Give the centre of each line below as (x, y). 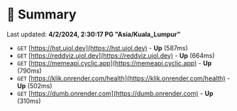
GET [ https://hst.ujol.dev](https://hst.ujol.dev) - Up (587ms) (103, 48)
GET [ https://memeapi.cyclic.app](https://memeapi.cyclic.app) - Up (114, 63)
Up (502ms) (34, 85)
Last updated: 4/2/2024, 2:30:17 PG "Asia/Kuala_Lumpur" (94, 34)
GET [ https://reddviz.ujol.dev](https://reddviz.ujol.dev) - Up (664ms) (116, 55)
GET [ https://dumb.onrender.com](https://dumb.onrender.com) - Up (115, 93)
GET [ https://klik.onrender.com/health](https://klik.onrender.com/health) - (123, 78)
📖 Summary (42, 15)
